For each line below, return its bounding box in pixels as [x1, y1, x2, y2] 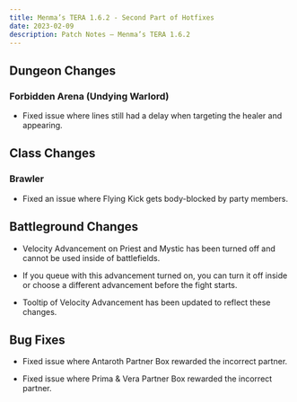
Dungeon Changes [9, 63, 117, 78]
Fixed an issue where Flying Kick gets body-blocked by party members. [22, 193, 289, 204]
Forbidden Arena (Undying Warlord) [9, 90, 170, 102]
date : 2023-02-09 [9, 22, 74, 31]
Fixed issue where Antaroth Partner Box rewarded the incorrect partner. [22, 356, 288, 367]
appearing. [22, 120, 63, 131]
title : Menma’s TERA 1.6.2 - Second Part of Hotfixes [9, 13, 215, 22]
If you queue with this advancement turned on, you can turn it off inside [22, 270, 288, 281]
